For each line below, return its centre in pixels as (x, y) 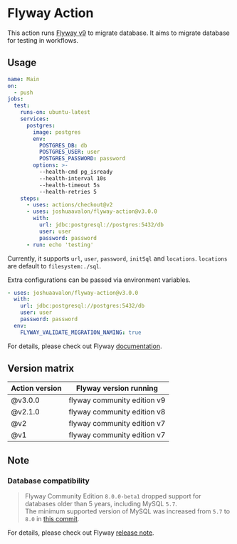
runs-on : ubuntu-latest (56, 113)
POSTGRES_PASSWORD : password (82, 159)
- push (23, 93)
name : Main (23, 79)
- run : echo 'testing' (60, 245)
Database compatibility (49, 481)
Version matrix (41, 368)
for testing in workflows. (43, 40)
